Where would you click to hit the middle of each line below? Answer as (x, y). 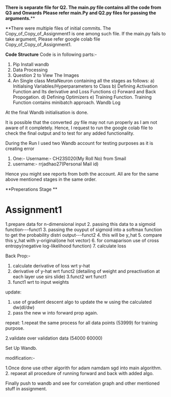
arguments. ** (20, 18)
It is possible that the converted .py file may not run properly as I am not (81, 122)
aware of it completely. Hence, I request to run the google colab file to (79, 128)
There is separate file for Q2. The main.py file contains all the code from (83, 7)
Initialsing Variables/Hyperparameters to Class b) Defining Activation (85, 86)
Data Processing (30, 70)
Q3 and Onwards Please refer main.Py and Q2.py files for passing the (81, 13)
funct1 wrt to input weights (41, 282)
